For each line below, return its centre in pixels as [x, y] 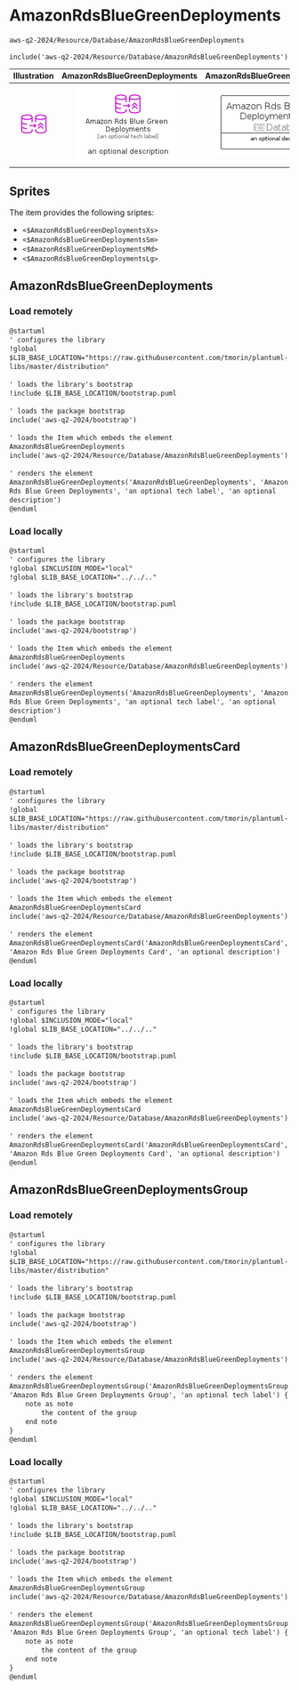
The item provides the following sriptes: [82, 213]
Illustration [34, 76]
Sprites [30, 191]
